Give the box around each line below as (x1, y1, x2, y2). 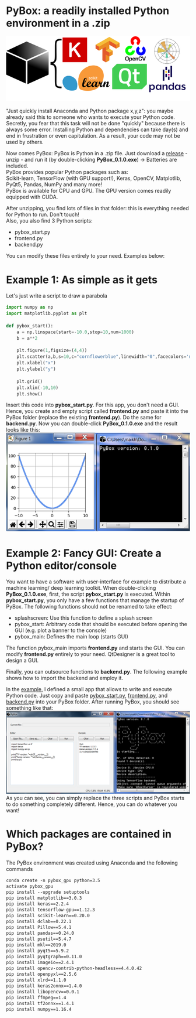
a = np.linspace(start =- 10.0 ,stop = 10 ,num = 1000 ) (16, 329, 134, 335)
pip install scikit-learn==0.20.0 (6, 913, 90, 919)
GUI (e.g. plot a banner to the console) (14, 627, 107, 634)
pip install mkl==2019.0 (6, 942, 66, 948)
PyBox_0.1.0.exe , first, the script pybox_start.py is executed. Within (6, 590, 170, 598)
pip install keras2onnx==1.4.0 (6, 983, 82, 989)
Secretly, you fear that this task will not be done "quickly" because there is (6, 120, 185, 127)
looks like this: (6, 426, 41, 433)
